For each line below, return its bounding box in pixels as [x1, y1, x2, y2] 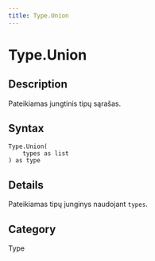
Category [8, 222, 56, 236]
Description [8, 77, 68, 92]
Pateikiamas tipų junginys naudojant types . [8, 200, 149, 209]
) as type [8, 157, 41, 165]
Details [8, 178, 44, 192]
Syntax [8, 122, 45, 135]
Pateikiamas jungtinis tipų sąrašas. [8, 99, 122, 108]
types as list [22, 150, 69, 158]
